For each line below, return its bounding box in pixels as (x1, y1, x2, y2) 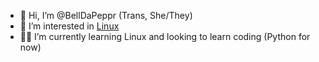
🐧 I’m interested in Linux (19, 20, 120, 32)
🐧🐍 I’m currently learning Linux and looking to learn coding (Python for (19, 31, 311, 42)
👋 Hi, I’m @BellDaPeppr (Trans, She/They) (19, 10, 193, 21)
